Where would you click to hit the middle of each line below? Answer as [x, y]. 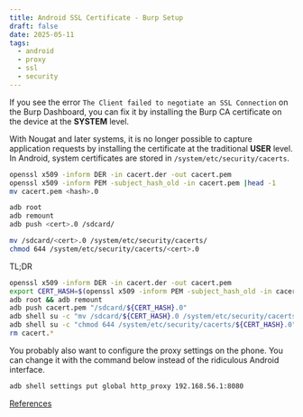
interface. [27, 369]
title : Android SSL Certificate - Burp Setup [96, 18]
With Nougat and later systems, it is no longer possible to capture [131, 139]
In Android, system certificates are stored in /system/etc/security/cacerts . [150, 158]
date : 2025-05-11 [42, 34]
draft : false [34, 26]
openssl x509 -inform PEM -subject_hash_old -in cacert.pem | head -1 [143, 183]
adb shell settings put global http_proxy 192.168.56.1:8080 [127, 386]
